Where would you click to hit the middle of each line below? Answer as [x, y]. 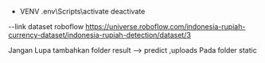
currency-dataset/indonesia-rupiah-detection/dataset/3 [99, 35]
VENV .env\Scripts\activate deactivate [82, 11]
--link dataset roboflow [46, 26]
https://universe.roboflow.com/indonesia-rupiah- [166, 26]
